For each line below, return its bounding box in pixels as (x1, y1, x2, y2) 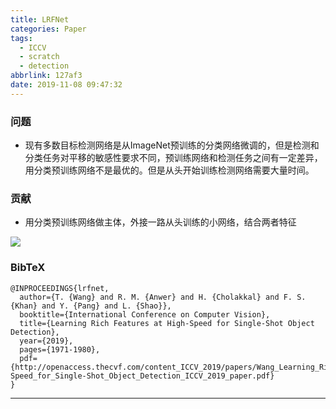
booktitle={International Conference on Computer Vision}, (19, 309, 271, 320)
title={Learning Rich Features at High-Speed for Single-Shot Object (19, 318, 315, 328)
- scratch (19, 52, 60, 62)
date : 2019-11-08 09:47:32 (10, 80, 123, 90)
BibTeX (10, 261, 46, 275)
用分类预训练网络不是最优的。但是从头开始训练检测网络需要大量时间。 (24, 164, 315, 176)
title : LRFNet (10, 14, 70, 25)
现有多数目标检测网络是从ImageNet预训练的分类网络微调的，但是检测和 (24, 139, 320, 151)
